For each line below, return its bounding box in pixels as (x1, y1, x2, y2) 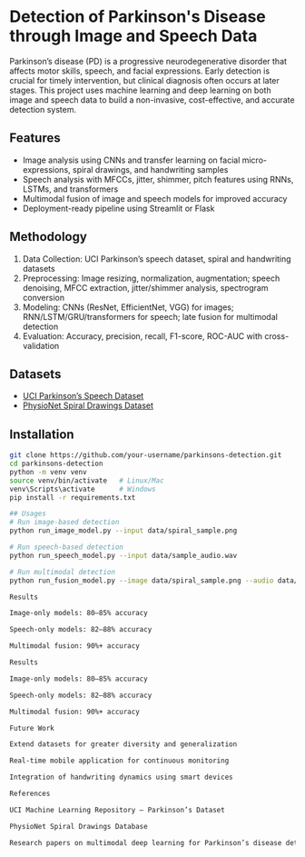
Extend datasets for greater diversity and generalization (9, 740, 238, 749)
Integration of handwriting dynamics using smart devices (9, 772, 233, 782)
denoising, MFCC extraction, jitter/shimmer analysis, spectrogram (22, 282, 269, 293)
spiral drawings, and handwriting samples (72, 164, 229, 174)
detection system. (9, 104, 77, 115)
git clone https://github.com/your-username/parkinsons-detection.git (9, 451, 282, 460)
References (9, 789, 51, 799)
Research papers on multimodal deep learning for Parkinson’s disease (9, 838, 282, 847)
